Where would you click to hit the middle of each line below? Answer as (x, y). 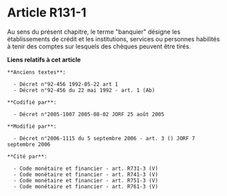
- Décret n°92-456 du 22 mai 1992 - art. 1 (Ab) (84, 90)
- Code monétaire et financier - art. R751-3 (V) (86, 180)
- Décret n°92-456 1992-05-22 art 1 (66, 84)
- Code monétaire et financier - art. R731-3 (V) (86, 168)
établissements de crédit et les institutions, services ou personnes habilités (113, 39)
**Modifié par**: (32, 126)
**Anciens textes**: (37, 72)
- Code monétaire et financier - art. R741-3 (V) (86, 174)
